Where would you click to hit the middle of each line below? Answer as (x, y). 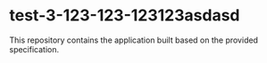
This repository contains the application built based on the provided (134, 40)
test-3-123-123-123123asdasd (125, 16)
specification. (34, 49)
